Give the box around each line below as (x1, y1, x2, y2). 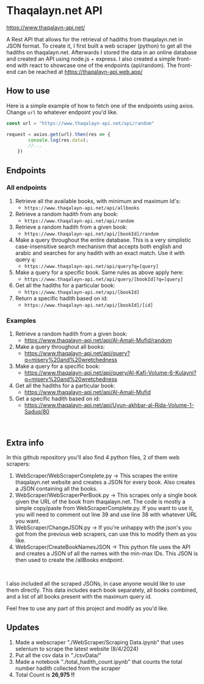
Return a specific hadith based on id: (15, 294, 108, 302)
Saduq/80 (24, 408, 50, 416)
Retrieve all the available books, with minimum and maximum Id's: (15, 197, 181, 204)
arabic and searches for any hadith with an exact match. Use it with (15, 249, 185, 256)
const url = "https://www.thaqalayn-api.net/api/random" (6, 120, 155, 126)
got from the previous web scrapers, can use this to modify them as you (15, 530, 197, 538)
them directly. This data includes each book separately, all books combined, (6, 586, 198, 594)
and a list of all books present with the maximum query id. (6, 592, 152, 600)
